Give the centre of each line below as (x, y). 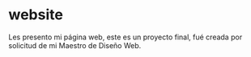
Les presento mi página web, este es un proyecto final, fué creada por (125, 37)
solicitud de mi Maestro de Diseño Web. (75, 45)
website (36, 15)
